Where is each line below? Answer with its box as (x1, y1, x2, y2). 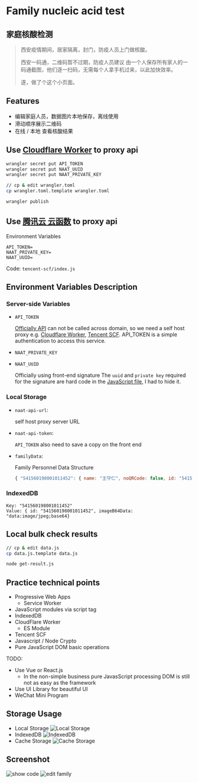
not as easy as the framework (23, 679, 96, 686)
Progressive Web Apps (14, 593, 71, 600)
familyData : (14, 452, 43, 459)
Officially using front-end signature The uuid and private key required (14, 372, 186, 379)
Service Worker (23, 600, 62, 607)
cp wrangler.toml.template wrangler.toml (6, 188, 110, 194)
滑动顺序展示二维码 (14, 120, 62, 127)
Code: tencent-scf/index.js (6, 265, 76, 272)
